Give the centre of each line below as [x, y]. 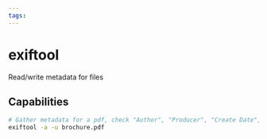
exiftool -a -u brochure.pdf [56, 128]
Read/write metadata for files [56, 77]
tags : [17, 15]
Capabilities [39, 101]
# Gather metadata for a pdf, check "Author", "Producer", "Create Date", [135, 120]
